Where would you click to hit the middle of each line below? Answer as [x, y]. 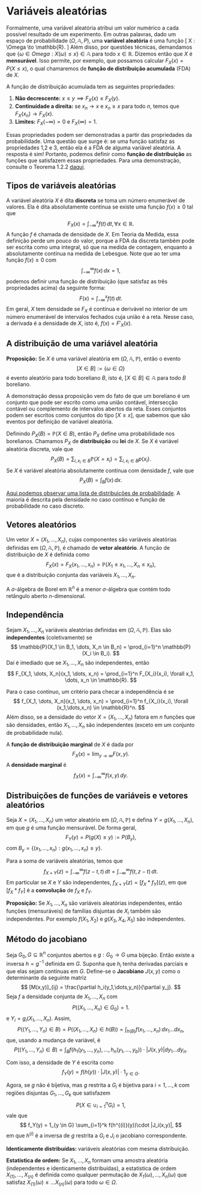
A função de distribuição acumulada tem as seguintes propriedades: [91, 86]
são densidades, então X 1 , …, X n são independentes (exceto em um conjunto [100, 726]
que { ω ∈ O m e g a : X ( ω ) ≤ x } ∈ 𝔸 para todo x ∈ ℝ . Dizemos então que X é [100, 54]
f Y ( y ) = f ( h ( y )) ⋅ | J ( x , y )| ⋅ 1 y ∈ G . [101, 1073]
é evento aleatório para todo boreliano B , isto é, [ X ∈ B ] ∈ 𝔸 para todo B [96, 377]
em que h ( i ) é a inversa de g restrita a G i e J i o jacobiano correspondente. [97, 1136]
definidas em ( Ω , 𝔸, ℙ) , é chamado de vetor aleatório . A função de [88, 547]
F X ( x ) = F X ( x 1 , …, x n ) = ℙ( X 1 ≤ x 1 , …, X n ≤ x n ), [101, 565]
